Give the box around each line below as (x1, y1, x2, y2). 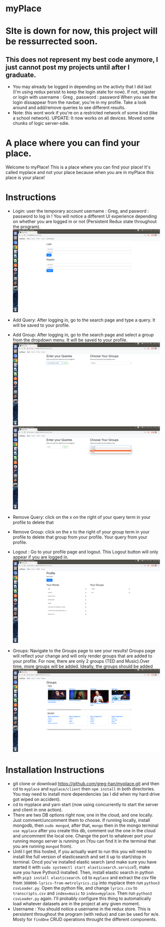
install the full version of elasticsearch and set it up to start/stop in (12, 853, 146, 860)
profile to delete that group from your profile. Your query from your (12, 534, 147, 540)
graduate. (5, 71, 36, 79)
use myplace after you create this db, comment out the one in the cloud (12, 827, 156, 833)
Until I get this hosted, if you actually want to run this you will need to (12, 848, 152, 854)
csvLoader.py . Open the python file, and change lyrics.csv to (12, 885, 138, 891)
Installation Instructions (5, 764, 105, 775)
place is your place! (5, 175, 46, 181)
